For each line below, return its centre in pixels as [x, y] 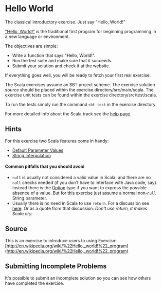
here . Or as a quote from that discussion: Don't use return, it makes [80, 208]
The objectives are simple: [32, 46]
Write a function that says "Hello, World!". [54, 55]
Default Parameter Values [38, 150]
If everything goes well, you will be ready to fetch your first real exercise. [78, 75]
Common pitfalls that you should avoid [45, 166]
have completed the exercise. [35, 283]
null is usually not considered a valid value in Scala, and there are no [81, 177]
